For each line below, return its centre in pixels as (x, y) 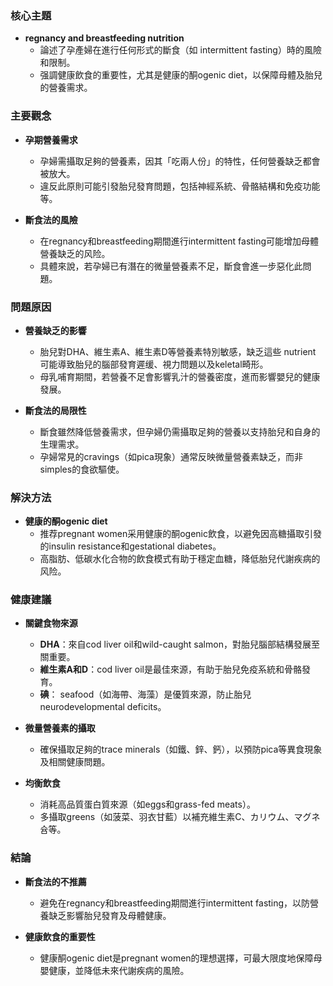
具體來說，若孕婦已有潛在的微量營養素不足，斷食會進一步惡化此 (171, 266)
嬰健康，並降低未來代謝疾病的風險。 (114, 970)
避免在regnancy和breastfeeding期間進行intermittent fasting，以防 (175, 903)
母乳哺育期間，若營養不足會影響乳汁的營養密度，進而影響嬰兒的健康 (180, 376)
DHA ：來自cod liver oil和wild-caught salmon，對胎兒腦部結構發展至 (179, 644)
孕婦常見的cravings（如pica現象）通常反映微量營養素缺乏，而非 (171, 456)
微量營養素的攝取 (60, 728)
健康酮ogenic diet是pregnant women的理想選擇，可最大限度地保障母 (181, 958)
